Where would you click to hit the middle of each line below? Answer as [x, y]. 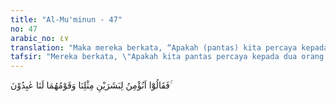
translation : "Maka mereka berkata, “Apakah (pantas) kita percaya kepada [169, 47]
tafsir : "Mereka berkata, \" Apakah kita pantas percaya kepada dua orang [167, 57]
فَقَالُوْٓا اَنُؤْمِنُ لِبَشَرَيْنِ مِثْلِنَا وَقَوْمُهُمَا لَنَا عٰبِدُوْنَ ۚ [91, 85]
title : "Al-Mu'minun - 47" [66, 19]
